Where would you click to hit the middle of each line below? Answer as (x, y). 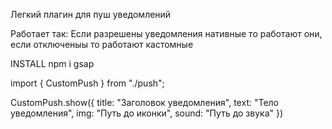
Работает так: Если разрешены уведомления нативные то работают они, (166, 33)
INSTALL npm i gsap (52, 63)
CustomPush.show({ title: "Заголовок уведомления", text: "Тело (145, 102)
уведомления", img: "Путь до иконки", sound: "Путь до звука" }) (147, 113)
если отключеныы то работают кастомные (102, 44)
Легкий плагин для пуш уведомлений (91, 14)
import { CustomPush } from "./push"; (87, 83)
